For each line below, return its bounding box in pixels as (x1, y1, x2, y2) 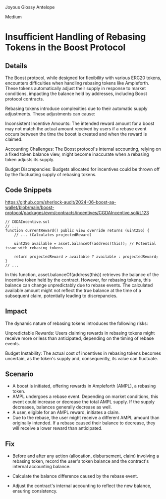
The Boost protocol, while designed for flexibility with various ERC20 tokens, (5, 75, 162, 81)
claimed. (5, 136, 23, 142)
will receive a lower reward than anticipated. (12, 425, 103, 431)
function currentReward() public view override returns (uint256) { (5, 228, 150, 233)
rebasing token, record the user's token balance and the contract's (12, 458, 149, 464)
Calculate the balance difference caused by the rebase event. (12, 473, 138, 479)
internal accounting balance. (12, 464, 71, 470)
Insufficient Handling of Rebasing (5, 31, 146, 43)
